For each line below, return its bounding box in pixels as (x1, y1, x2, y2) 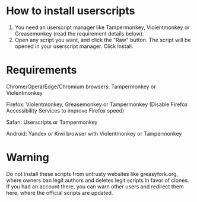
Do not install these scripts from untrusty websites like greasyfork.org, (6, 170, 179, 177)
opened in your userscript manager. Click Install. (14, 43, 134, 50)
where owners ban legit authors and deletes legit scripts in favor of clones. (6, 177, 189, 184)
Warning (6, 151, 49, 164)
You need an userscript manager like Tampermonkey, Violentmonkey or (14, 24, 190, 31)
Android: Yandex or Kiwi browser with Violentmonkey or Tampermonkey (6, 130, 182, 137)
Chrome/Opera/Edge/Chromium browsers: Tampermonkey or (6, 83, 156, 90)
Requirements (6, 63, 77, 77)
